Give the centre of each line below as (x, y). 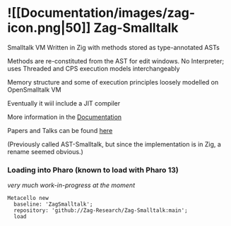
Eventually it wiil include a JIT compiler (64, 103)
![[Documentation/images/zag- (101, 13)
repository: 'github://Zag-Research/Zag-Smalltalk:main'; (101, 211)
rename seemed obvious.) (45, 151)
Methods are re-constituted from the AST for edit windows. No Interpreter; (116, 61)
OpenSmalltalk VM (34, 89)
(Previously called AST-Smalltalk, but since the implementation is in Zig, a (114, 144)
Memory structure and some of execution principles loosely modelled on (113, 82)
